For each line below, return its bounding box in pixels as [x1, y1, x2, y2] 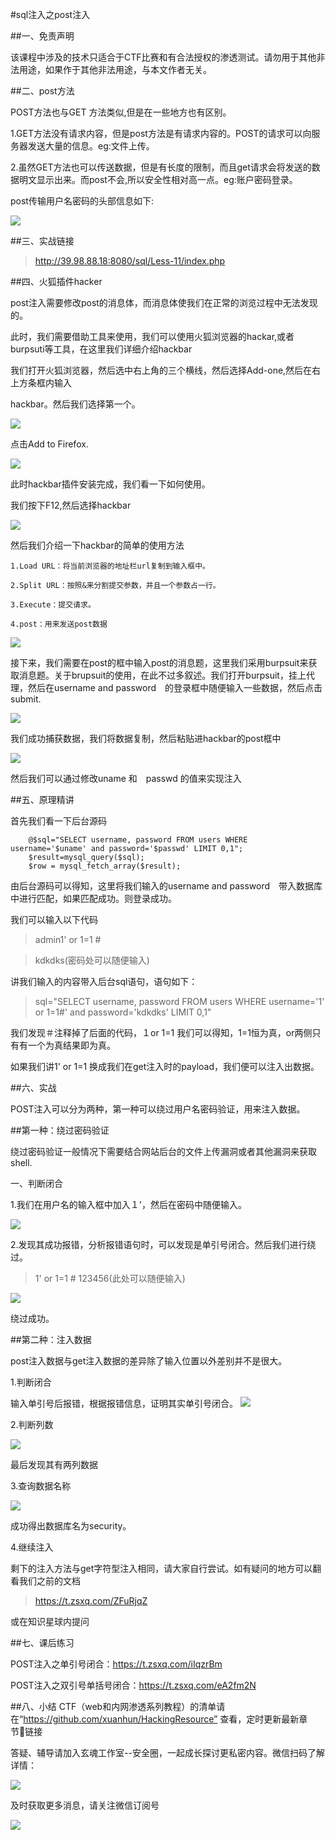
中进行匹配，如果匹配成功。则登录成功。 [10, 893, 177, 904]
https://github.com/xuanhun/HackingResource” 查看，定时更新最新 [23, 1713, 300, 1725]
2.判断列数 [10, 1419, 54, 1430]
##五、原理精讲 [10, 794, 75, 805]
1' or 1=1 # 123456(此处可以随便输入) [34, 1273, 186, 1284]
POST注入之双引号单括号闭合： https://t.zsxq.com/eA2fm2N [10, 1679, 257, 1691]
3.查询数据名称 [10, 1480, 72, 1492]
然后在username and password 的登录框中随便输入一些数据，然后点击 [27, 682, 323, 693]
